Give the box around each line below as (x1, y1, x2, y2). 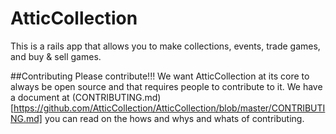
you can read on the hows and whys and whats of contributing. (44, 112, 305, 124)
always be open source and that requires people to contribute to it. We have (10, 80, 323, 92)
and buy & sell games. (10, 50, 102, 62)
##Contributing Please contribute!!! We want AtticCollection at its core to (10, 70, 310, 82)
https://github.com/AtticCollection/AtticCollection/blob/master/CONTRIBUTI (13, 102, 326, 114)
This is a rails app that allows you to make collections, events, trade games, (10, 40, 321, 52)
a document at (10, 91, 70, 103)
